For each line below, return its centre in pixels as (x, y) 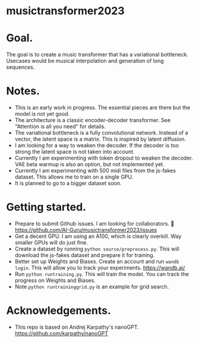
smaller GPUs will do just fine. (51, 242)
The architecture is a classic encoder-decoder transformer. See (93, 120)
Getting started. (46, 207)
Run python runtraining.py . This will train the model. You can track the (102, 274)
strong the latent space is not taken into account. (75, 152)
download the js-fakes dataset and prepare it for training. (85, 255)
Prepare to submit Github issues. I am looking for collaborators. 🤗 (94, 223)
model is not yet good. (42, 114)
